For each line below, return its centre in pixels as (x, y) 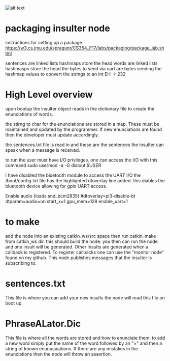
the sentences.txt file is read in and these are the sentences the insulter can (84, 145)
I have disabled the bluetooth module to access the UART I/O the (73, 175)
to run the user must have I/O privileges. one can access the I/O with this (81, 160)
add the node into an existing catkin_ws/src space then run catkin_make (81, 236)
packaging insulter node (58, 29)
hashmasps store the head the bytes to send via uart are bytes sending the (83, 68)
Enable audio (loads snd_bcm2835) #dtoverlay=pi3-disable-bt (71, 196)
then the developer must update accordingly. (52, 134)
